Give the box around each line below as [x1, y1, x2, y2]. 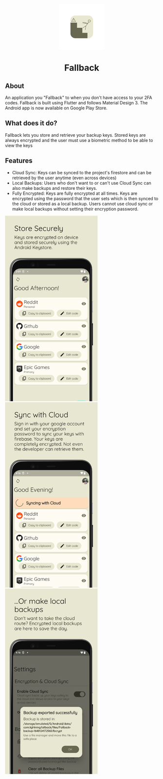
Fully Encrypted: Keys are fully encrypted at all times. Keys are [12, 190, 138, 196]
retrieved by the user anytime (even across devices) [12, 175, 117, 181]
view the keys [5, 143, 33, 148]
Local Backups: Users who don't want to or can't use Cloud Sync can [12, 180, 152, 186]
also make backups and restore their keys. [12, 185, 97, 191]
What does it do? [5, 119, 57, 127]
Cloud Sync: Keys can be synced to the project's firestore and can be [12, 169, 152, 175]
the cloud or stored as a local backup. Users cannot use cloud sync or [12, 201, 153, 206]
